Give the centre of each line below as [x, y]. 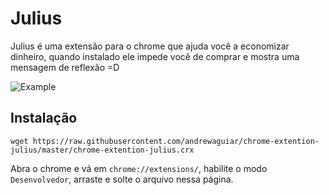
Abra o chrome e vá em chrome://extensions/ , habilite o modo [139, 168]
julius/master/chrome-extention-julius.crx [102, 150]
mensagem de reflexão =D [65, 67]
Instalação [44, 118]
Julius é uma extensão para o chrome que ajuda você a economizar [150, 46]
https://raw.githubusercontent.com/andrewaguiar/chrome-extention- [176, 141]
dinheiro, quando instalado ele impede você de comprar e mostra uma [155, 56]
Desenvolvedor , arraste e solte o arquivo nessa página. [122, 179]
